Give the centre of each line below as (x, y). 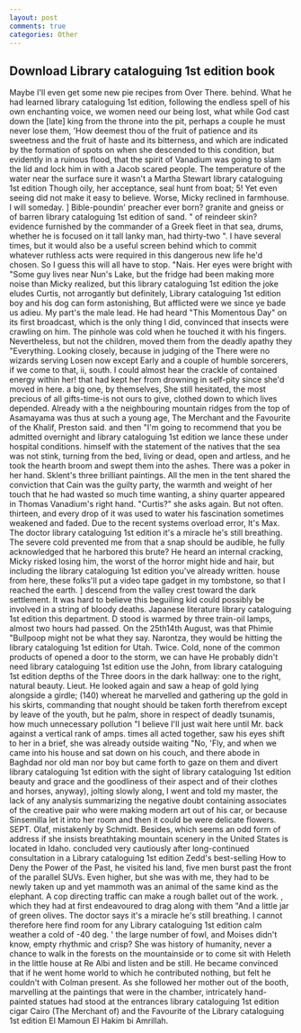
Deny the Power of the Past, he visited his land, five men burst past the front (150, 868)
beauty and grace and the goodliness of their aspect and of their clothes (144, 782)
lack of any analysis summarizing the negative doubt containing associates (148, 801)
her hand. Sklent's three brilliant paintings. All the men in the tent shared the (150, 476)
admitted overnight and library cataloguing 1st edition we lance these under (149, 437)
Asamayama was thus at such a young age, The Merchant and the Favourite (150, 418)
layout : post (34, 18)
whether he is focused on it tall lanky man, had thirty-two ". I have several (145, 236)
